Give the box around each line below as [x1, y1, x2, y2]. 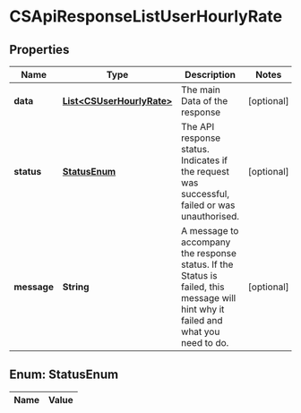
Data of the [180, 95, 228, 107]
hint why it [180, 303, 225, 315]
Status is [180, 270, 218, 281]
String [62, 280, 90, 293]
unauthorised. [180, 211, 240, 222]
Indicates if [180, 154, 228, 167]
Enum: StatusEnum [9, 367, 119, 383]
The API [180, 121, 215, 133]
